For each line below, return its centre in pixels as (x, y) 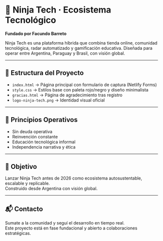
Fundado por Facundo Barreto (36, 33)
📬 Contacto (24, 209)
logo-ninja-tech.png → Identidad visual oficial (58, 100)
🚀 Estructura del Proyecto (44, 73)
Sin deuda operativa (32, 131)
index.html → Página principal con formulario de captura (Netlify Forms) (84, 85)
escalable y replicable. (27, 183)
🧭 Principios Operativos (41, 120)
